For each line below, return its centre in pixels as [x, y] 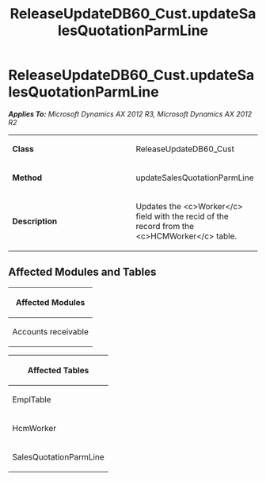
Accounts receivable [50, 331]
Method [27, 178]
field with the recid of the [182, 216]
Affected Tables [58, 370]
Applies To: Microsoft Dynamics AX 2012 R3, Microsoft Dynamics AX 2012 [130, 114]
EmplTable [32, 399]
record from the [165, 226]
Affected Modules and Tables [82, 272]
